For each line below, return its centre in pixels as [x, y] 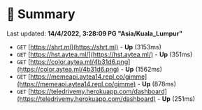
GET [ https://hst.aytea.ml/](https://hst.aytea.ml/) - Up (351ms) [104, 54]
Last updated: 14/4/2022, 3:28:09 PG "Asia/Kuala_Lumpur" [95, 33]
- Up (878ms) [157, 84]
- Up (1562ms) [141, 69]
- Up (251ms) [176, 99]
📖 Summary [41, 14]
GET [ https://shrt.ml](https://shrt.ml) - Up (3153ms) [89, 47]
